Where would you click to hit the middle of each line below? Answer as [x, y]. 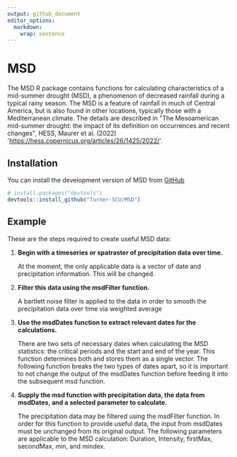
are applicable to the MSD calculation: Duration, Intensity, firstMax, [115, 439]
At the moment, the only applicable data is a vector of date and [109, 266]
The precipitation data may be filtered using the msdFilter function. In [118, 416]
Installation [33, 163]
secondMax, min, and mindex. [62, 446]
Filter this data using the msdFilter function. [83, 287]
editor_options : [31, 21]
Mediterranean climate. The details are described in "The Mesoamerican [113, 118]
